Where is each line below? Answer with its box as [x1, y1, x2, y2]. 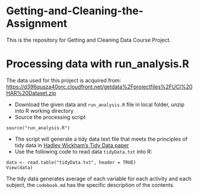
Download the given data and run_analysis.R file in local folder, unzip [14, 101, 185, 108]
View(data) [6, 164, 33, 170]
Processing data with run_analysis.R [6, 58, 190, 71]
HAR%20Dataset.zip [6, 89, 56, 96]
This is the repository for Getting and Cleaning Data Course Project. [6, 36, 171, 43]
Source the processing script [14, 113, 86, 120]
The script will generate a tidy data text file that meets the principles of [14, 135, 188, 142]
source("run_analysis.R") [6, 125, 70, 131]
